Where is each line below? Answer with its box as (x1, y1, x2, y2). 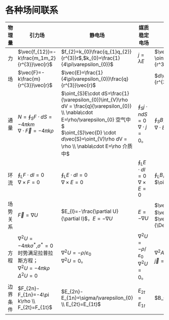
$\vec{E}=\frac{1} (61, 69, 103, 76)
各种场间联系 (5, 5, 59, 16)
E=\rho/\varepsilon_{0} (61, 116, 115, 123)
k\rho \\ (18, 297, 35, 304)
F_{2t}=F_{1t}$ (18, 304, 53, 311)
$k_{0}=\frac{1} (82, 54, 120, 61)
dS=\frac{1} (101, 89, 129, 97)
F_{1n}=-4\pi (18, 291, 49, 298)
